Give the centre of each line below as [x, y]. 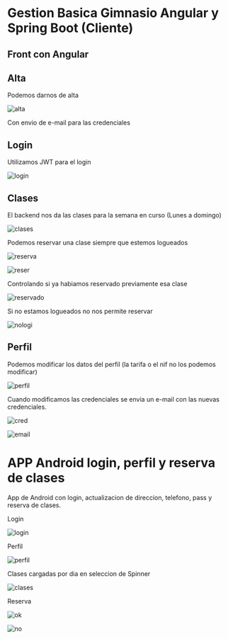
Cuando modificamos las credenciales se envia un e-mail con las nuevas [114, 399]
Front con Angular [48, 54]
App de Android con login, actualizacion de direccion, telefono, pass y [110, 497]
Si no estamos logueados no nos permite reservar [80, 311]
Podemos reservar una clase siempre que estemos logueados [98, 243]
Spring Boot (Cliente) [70, 28]
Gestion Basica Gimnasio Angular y [113, 13]
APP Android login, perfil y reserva [112, 463]
